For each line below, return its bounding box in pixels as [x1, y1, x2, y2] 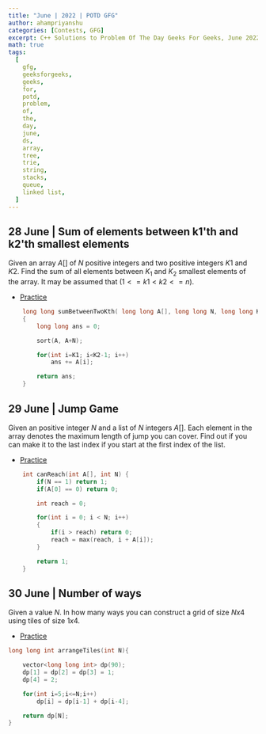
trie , [22, 159, 41, 167]
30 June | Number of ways [8, 587, 142, 600]
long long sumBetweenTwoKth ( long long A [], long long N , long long [22, 308, 253, 316]
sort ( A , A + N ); [36, 337, 83, 344]
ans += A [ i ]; [50, 358, 93, 367]
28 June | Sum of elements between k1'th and [8, 225, 239, 238]
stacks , [22, 173, 47, 182]
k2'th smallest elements [8, 237, 130, 250]
